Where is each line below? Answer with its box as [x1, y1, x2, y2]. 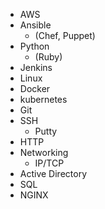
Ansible [19, 19, 52, 31]
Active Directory [19, 168, 88, 179]
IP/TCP [34, 157, 65, 169]
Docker [19, 83, 51, 94]
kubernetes [19, 94, 68, 105]
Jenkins [19, 62, 53, 73]
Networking [19, 147, 69, 158]
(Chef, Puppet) [34, 30, 96, 41]
